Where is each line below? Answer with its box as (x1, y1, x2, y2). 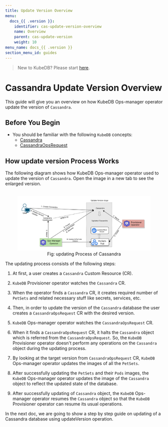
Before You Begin (5, 118, 60, 127)
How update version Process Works (5, 156, 119, 165)
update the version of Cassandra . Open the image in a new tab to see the (5, 175, 154, 181)
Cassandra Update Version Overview (5, 82, 162, 93)
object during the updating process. (12, 345, 86, 351)
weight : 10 (14, 40, 37, 45)
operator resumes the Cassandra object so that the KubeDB (32, 395, 150, 401)
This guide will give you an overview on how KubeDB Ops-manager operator (5, 98, 163, 104)
